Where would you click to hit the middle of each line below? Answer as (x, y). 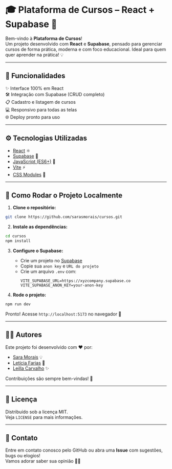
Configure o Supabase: (38, 251)
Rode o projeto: (29, 295)
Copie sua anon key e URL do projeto (59, 266)
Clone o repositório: (34, 208)
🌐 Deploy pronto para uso (33, 117)
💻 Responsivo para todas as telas (41, 109)
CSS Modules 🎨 (29, 174)
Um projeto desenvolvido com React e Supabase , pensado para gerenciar (84, 43)
